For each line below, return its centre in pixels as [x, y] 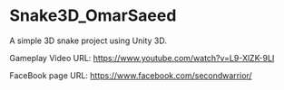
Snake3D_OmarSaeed [93, 16]
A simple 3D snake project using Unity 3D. [88, 40]
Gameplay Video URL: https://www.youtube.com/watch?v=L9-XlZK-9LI [142, 58]
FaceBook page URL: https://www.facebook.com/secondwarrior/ [131, 75]
